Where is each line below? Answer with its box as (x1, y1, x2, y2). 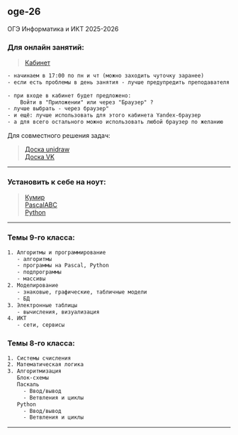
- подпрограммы (16, 269, 62, 276)
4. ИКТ (7, 315, 27, 322)
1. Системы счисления (7, 355, 72, 362)
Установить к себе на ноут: (7, 177, 106, 187)
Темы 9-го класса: (7, 232, 76, 242)
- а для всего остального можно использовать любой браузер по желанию (7, 119, 223, 126)
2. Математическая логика (7, 361, 84, 368)
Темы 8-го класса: (7, 338, 76, 348)
